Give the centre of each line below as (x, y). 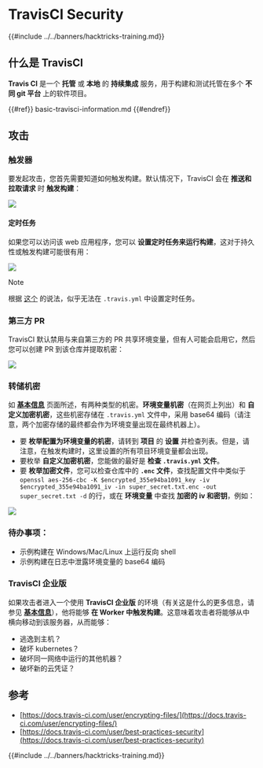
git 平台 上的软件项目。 (54, 93)
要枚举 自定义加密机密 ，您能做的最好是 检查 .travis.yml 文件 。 (122, 461)
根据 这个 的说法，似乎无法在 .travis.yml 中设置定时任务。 (104, 298)
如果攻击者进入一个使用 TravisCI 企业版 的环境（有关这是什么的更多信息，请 (131, 602)
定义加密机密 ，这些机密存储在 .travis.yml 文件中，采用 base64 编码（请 (126, 415)
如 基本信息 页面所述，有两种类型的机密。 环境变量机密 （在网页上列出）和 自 (131, 405)
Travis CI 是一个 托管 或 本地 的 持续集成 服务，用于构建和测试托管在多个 (126, 83)
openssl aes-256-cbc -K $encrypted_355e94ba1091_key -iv (115, 480)
